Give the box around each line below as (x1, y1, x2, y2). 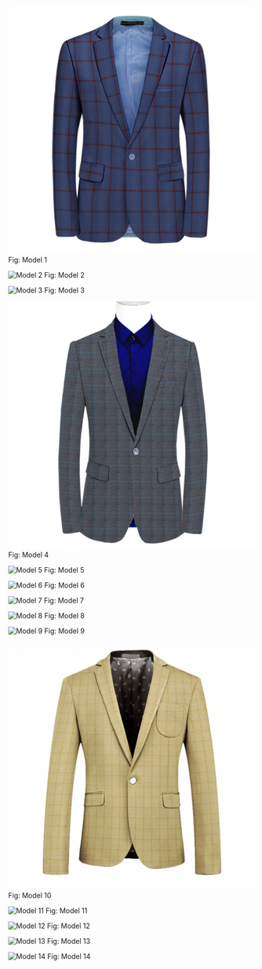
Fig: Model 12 (46, 921, 90, 930)
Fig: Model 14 (46, 952, 91, 961)
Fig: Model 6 (44, 580, 85, 590)
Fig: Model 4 (8, 550, 49, 559)
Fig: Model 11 (45, 906, 88, 915)
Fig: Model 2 (44, 271, 85, 279)
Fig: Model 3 (44, 286, 85, 295)
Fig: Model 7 (43, 596, 85, 605)
